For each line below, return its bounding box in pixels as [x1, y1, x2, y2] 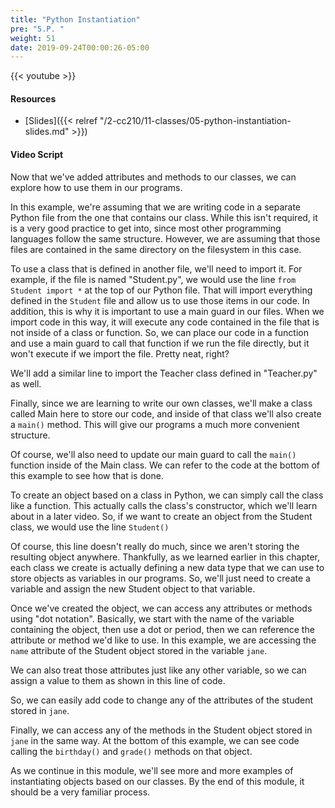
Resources [10, 92, 57, 105]
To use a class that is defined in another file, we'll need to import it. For [10, 262, 303, 275]
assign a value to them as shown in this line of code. [10, 674, 226, 686]
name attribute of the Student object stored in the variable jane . [10, 644, 268, 656]
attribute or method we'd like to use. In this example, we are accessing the [10, 634, 317, 646]
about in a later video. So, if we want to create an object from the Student [10, 510, 313, 522]
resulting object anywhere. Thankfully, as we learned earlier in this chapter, [10, 551, 320, 563]
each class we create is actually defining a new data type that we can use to [10, 561, 325, 573]
